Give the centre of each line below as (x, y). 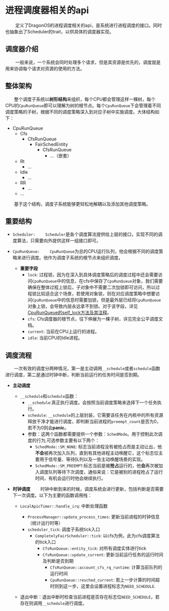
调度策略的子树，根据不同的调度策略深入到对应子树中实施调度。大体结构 (80, 112)
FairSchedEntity (52, 144)
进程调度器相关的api (47, 10)
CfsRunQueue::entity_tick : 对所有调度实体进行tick (95, 548)
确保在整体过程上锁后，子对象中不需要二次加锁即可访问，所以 (92, 287)
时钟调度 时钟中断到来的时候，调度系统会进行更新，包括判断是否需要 (88, 489)
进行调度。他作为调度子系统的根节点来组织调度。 (72, 258)
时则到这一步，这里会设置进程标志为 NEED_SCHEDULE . (103, 586)
